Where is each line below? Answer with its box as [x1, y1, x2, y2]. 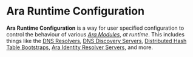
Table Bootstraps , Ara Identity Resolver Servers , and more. [6, 44, 154, 51]
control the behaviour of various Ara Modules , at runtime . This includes [6, 30, 185, 38]
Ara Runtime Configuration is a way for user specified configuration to [6, 24, 185, 32]
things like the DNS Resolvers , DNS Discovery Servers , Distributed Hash [6, 37, 187, 44]
